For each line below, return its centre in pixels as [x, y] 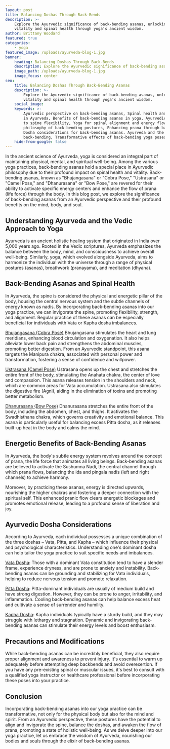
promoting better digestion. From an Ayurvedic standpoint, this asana [77, 349]
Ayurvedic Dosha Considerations [59, 524]
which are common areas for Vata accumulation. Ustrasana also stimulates [83, 385]
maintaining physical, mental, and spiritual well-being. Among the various [82, 162]
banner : [13, 57]
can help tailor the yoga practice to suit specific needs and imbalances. [80, 553]
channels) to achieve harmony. [37, 477]
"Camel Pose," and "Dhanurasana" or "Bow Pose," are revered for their [79, 183]
